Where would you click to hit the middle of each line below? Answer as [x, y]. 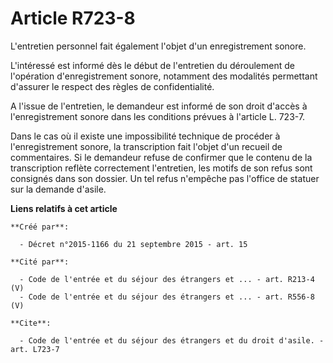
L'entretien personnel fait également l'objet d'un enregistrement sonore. [158, 46]
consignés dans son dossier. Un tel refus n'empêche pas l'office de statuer [165, 178]
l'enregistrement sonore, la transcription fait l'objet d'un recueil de [146, 146]
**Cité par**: [40, 262]
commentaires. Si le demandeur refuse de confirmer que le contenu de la [161, 157]
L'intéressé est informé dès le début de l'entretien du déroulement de [152, 65]
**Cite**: [31, 323]
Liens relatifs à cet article [64, 208]
